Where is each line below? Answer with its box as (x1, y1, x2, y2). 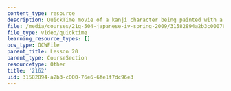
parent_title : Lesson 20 (7, 49, 78, 55)
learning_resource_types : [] (7, 36, 91, 42)
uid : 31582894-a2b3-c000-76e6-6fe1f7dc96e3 (7, 73, 134, 81)
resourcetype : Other (7, 61, 67, 68)
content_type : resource (7, 10, 76, 17)
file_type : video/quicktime (7, 29, 88, 36)
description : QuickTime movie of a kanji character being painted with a (7, 16, 223, 23)
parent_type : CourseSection (7, 55, 88, 62)
